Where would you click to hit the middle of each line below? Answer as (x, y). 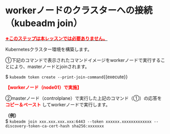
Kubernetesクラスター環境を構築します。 (49, 49)
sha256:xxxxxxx (88, 126)
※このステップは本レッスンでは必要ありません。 (56, 38)
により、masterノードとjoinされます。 (49, 66)
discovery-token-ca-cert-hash (38, 126)
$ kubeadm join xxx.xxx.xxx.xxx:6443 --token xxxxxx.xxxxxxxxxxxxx (79, 121)
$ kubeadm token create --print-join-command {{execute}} (67, 77)
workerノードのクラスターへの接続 (79, 10)
